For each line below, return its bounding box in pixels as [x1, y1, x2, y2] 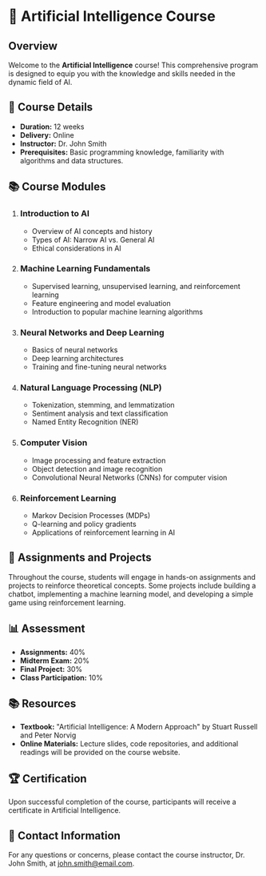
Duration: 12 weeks [19, 122, 85, 131]
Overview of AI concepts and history [31, 226, 153, 235]
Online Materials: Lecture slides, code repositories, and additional [19, 739, 239, 749]
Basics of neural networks [31, 345, 118, 355]
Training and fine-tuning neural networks [31, 362, 167, 372]
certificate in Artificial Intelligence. [8, 806, 121, 815]
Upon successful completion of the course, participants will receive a [8, 797, 237, 807]
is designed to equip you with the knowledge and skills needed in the [8, 69, 236, 78]
